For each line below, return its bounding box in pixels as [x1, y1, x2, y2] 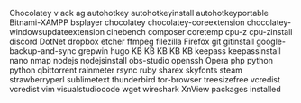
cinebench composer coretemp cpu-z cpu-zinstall [106, 27, 293, 37]
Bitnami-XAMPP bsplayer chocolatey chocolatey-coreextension [9, 17, 245, 28]
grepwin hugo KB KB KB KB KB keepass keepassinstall [78, 46, 281, 56]
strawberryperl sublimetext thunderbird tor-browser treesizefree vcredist [9, 74, 281, 84]
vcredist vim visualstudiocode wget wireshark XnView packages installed [9, 84, 281, 94]
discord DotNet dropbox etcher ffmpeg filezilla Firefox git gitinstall [9, 36, 255, 47]
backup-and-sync [9, 46, 77, 56]
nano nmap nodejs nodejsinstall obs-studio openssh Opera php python [9, 56, 273, 65]
